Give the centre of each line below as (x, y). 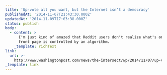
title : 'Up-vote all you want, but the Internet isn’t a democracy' (78, 10)
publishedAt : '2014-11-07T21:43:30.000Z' (49, 14)
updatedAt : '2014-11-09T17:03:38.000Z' (46, 19)
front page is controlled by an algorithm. (64, 42)
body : (11, 28)
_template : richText (35, 46)
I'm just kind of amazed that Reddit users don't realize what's (87, 37)
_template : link (22, 65)
